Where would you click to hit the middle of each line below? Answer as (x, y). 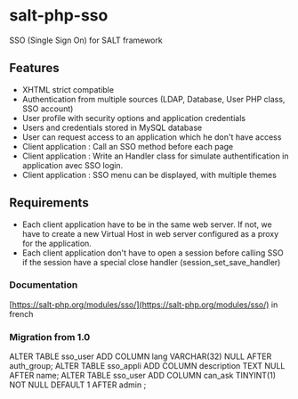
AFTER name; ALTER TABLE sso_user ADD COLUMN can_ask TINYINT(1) (143, 376)
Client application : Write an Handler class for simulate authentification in (155, 156)
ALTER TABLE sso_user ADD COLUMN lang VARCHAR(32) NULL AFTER (141, 356)
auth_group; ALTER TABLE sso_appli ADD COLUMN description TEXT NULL (147, 366)
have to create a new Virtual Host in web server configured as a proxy (150, 233)
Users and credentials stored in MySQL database (112, 127)
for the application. (56, 243)
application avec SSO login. (72, 165)
